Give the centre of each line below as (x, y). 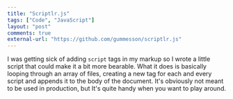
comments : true (29, 33)
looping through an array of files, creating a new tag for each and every (110, 74)
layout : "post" (29, 26)
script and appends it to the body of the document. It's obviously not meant (115, 81)
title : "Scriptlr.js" (39, 13)
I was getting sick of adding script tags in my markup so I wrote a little (109, 59)
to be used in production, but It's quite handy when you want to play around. (116, 89)
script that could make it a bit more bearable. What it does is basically (107, 66)
